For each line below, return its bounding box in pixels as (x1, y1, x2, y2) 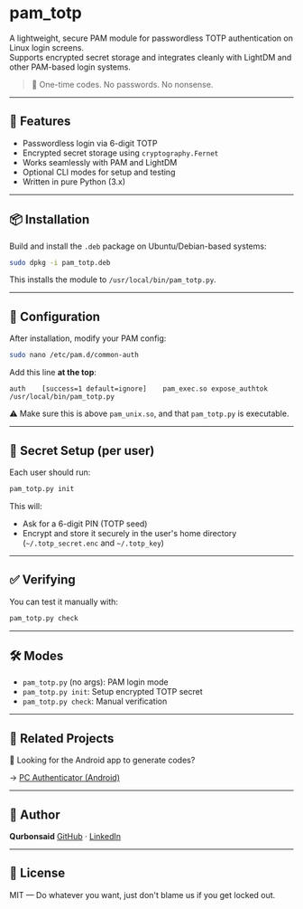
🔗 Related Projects (9, 731, 115, 746)
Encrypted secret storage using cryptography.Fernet (22, 147, 219, 158)
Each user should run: (9, 467, 91, 478)
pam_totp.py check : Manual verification (22, 696, 168, 707)
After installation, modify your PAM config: (9, 333, 167, 344)
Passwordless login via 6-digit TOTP (22, 137, 158, 148)
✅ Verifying (9, 573, 77, 588)
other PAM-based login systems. (9, 62, 131, 72)
